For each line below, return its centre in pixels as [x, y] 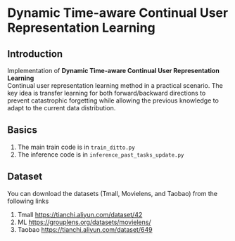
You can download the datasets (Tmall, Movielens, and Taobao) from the [113, 193]
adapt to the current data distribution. [62, 108]
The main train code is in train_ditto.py [76, 147]
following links [28, 201]
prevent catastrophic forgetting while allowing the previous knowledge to [113, 100]
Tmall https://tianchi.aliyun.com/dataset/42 [80, 214]
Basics [22, 130]
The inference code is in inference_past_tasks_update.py [101, 154]
